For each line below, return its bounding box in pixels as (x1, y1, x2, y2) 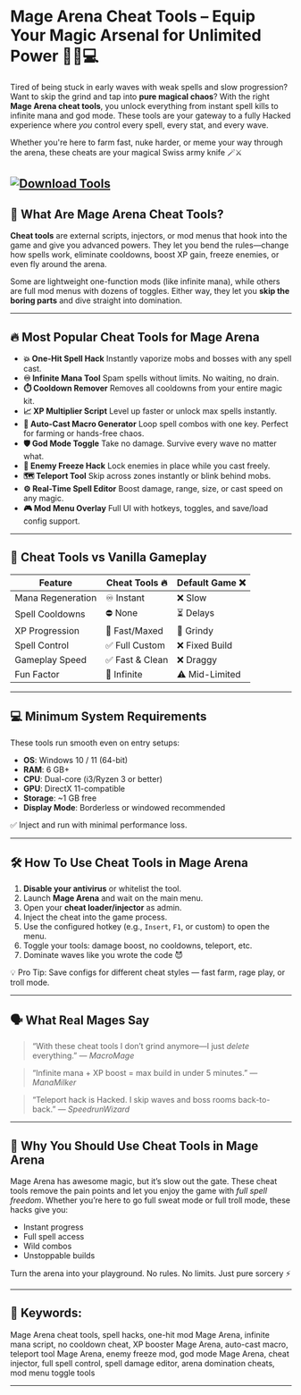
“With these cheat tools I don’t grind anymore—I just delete (31, 1041, 250, 1052)
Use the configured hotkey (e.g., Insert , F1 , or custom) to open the (22, 921, 271, 932)
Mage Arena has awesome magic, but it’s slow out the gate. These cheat (10, 1176, 278, 1187)
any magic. (22, 492, 64, 503)
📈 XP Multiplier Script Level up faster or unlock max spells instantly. (22, 405, 278, 416)
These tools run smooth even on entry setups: (10, 737, 180, 748)
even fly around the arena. (10, 259, 107, 270)
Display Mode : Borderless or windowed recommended (22, 802, 226, 812)
